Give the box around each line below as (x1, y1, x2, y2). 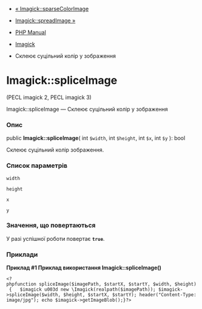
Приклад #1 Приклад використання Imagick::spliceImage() (6, 264, 162, 271)
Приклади (6, 250, 38, 259)
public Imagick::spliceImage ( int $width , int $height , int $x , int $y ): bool (6, 134, 186, 142)
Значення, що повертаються (6, 221, 96, 230)
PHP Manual (15, 29, 47, 36)
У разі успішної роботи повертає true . (6, 235, 105, 242)
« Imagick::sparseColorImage (15, 5, 89, 12)
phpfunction (6, 281, 36, 288)
